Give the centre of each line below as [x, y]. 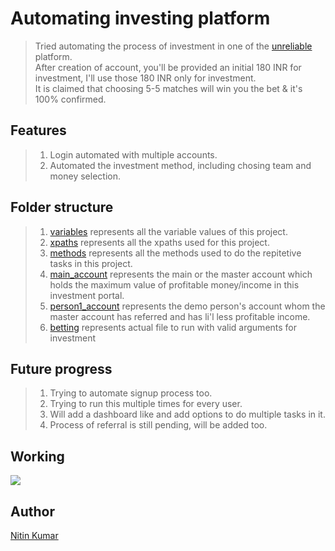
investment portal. [87, 295]
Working [37, 456]
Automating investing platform [140, 18]
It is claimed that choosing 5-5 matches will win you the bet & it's [168, 88]
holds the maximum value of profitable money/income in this [174, 284]
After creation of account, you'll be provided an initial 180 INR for [168, 67]
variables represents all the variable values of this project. [168, 231]
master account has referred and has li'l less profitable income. [180, 316]
